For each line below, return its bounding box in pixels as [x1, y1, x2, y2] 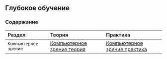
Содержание [5, 19, 39, 26]
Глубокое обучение [5, 4, 70, 12]
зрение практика [106, 46, 148, 53]
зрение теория [50, 46, 86, 53]
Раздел [7, 31, 26, 38]
